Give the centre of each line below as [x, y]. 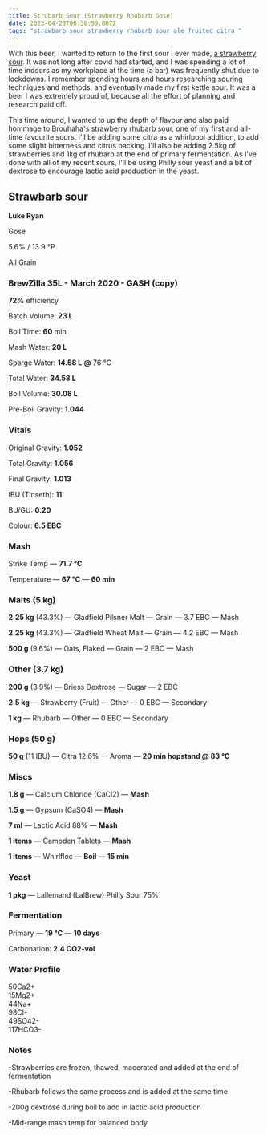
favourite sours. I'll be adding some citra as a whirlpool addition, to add [142, 137]
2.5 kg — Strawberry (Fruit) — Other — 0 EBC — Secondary [108, 702]
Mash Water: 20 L [38, 347]
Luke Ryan [26, 216]
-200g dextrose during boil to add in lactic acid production [105, 1107]
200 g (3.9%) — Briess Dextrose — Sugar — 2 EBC [93, 687]
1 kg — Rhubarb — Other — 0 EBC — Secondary [88, 718]
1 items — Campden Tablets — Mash [70, 841]
